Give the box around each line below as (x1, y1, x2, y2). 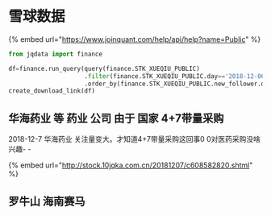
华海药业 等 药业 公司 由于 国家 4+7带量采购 (8, 111, 224, 125)
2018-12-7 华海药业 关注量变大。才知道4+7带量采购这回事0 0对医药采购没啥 (8, 134, 261, 144)
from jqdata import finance (8, 50, 103, 58)
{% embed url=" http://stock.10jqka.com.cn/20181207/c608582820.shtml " (8, 160, 253, 170)
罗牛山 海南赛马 (8, 194, 85, 208)
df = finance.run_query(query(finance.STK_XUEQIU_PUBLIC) (8, 64, 200, 72)
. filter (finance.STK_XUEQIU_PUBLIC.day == (84, 72, 226, 81)
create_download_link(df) (8, 87, 95, 95)
